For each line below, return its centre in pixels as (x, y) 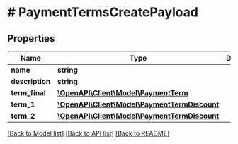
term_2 (23, 116)
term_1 (23, 104)
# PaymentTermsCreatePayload (103, 12)
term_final (28, 93)
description (31, 82)
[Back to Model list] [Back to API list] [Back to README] (89, 133)
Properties (31, 38)
